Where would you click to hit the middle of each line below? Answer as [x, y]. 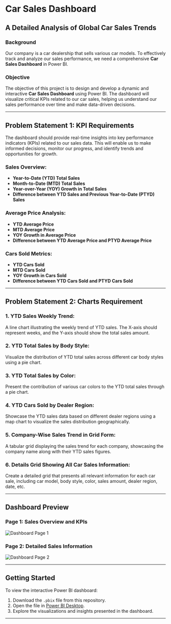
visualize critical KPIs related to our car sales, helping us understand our [81, 99]
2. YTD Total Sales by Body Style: [48, 346]
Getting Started [30, 578]
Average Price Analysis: [36, 213]
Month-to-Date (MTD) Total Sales [49, 183]
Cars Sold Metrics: [29, 254]
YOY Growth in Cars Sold [40, 275]
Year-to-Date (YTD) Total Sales [46, 178]
